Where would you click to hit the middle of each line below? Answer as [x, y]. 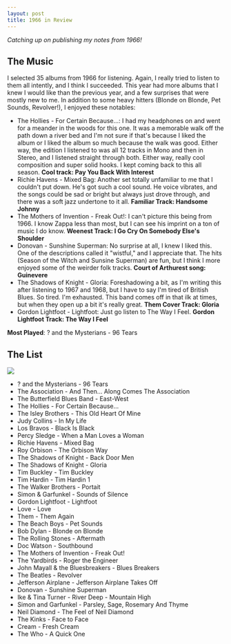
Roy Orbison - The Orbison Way [62, 450]
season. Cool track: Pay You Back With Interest [86, 172]
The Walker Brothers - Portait [59, 487]
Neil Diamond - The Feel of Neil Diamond [75, 612]
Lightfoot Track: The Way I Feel [62, 320]
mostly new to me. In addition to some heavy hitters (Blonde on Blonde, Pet [114, 100]
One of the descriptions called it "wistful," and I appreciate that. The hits [119, 253]
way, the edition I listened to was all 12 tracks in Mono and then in [110, 150]
